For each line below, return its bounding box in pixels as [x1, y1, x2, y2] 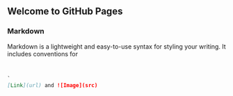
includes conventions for [7, 49, 79, 58]
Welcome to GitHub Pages [7, 6, 123, 17]
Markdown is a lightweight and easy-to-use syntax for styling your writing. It [7, 42, 226, 51]
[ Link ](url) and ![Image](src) [7, 81, 98, 89]
